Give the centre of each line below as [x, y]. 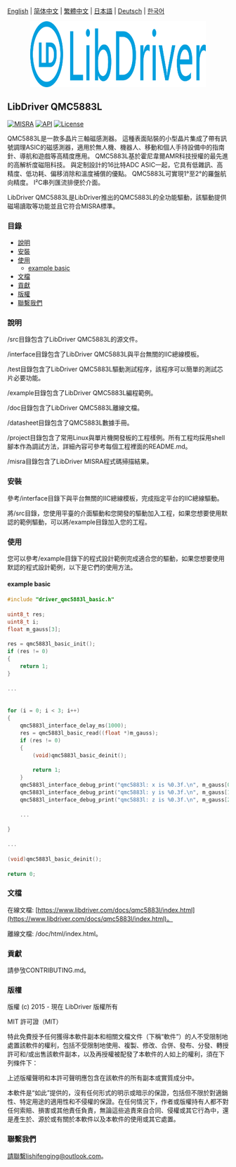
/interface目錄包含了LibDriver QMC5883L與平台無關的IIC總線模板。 [105, 354]
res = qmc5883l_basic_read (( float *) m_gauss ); [89, 733]
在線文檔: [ [23, 910]
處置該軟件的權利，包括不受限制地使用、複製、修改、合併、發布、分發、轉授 [118, 1045]
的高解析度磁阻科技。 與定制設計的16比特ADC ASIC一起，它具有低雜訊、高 [115, 165]
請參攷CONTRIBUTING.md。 [48, 970]
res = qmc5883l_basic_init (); [52, 644]
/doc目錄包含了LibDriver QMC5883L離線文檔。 [76, 408]
